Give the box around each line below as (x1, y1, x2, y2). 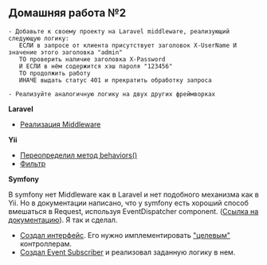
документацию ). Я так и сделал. (8, 215, 118, 224)
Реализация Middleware (19, 119, 101, 129)
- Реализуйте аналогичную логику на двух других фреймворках (8, 90, 216, 98)
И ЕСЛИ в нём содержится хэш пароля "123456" (18, 62, 173, 70)
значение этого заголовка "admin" (8, 48, 124, 57)
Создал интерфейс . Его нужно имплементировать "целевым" (19, 230, 231, 240)
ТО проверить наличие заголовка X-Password (18, 55, 166, 63)
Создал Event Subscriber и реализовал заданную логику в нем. (19, 247, 236, 257)
